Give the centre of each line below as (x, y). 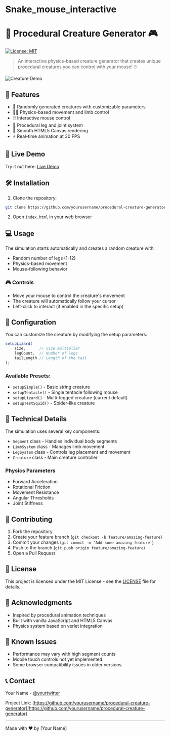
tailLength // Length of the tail (51, 358)
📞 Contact (20, 681)
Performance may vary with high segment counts (64, 654)
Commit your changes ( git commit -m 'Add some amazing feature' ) (83, 542)
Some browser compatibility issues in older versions (67, 665)
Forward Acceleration (35, 482)
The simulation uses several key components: (53, 431)
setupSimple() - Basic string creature (51, 387)
